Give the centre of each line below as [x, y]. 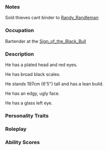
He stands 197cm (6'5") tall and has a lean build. [54, 84]
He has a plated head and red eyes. [41, 65]
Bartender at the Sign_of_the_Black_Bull [46, 41]
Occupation [20, 31]
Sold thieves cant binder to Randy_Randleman [52, 18]
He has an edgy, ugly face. [32, 93]
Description [20, 54]
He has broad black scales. [33, 74]
